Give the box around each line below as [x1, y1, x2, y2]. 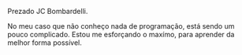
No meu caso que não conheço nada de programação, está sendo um [7, 22, 235, 30]
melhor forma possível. [7, 38, 82, 47]
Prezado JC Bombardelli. [7, 7, 88, 15]
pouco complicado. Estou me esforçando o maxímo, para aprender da [7, 30, 235, 39]
